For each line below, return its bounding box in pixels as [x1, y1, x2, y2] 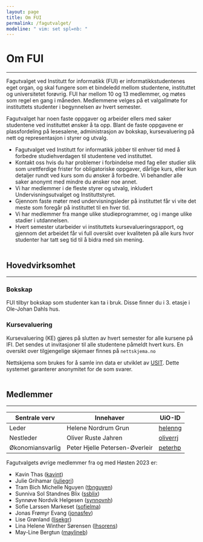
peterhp [158, 443, 181, 452]
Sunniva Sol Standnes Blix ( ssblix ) [14, 490, 100, 497]
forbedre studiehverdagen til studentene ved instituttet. [14, 153, 153, 160]
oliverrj [158, 434, 179, 442]
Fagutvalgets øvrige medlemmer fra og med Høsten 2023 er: [6, 459, 158, 466]
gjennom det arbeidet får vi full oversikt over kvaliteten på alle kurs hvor [14, 230, 195, 237]
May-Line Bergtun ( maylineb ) [14, 529, 88, 536]
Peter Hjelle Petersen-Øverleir [66, 443, 153, 452]
